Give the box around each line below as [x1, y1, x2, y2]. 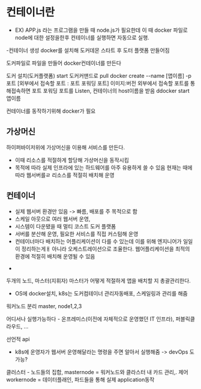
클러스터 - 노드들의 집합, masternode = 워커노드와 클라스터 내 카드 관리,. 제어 [6, 368, 189, 375]
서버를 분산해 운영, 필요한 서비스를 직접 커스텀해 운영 [14, 230, 139, 237]
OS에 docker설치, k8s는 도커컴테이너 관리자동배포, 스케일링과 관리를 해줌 [14, 290, 188, 297]
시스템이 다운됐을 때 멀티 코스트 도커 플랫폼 [14, 222, 116, 230]
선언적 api [6, 335, 30, 342]
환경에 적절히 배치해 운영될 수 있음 [14, 252, 95, 260]
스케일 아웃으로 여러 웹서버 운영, [14, 215, 91, 222]
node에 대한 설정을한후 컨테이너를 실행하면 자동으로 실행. [14, 34, 150, 41]
